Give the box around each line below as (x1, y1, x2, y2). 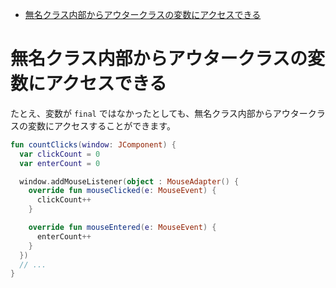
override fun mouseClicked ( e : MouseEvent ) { (28, 186, 217, 196)
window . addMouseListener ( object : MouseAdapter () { (19, 176, 240, 187)
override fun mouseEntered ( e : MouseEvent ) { (28, 223, 217, 233)
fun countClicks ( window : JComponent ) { (10, 139, 177, 150)
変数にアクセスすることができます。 (27, 119, 176, 132)
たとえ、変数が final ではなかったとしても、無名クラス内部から (10, 107, 273, 119)
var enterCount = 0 (19, 158, 101, 168)
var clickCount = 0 (19, 149, 101, 159)
